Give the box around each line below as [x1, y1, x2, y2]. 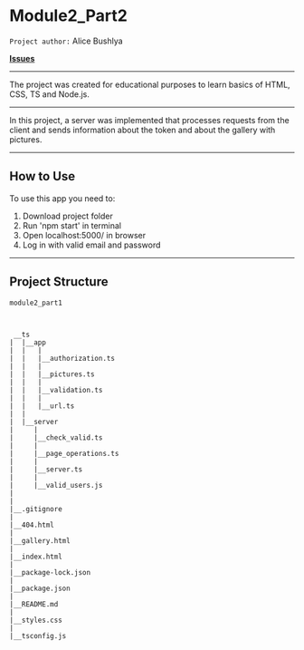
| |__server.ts [9, 464, 83, 474]
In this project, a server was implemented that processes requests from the [9, 114, 290, 125]
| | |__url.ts [9, 401, 75, 411]
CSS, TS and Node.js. [9, 88, 90, 100]
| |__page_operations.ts [9, 449, 119, 458]
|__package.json [9, 584, 71, 593]
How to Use [9, 169, 76, 184]
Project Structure [9, 274, 109, 290]
